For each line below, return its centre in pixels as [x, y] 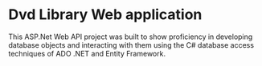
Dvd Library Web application [105, 15]
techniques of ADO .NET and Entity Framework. [87, 53]
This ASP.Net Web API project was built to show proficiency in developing [131, 37]
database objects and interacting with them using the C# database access [131, 45]
